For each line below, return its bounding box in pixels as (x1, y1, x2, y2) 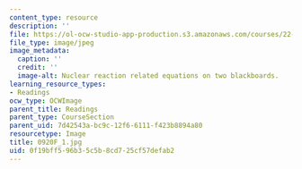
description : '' (9, 21, 70, 30)
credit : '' (17, 63, 58, 72)
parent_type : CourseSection (9, 113, 115, 122)
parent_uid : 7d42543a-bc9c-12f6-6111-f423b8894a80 (9, 122, 203, 131)
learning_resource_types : (9, 80, 106, 89)
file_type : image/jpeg (9, 38, 94, 47)
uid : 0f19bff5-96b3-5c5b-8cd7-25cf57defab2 (9, 146, 175, 155)
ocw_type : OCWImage (9, 96, 83, 106)
